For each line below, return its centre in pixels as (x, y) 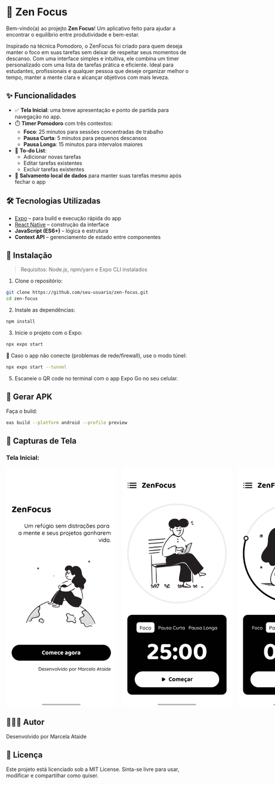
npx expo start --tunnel (36, 367)
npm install (21, 322)
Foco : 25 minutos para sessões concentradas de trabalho (93, 131)
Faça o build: (22, 411)
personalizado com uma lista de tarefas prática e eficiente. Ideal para (90, 65)
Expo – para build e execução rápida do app (68, 218)
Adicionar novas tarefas (52, 157)
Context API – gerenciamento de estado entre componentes (88, 237)
